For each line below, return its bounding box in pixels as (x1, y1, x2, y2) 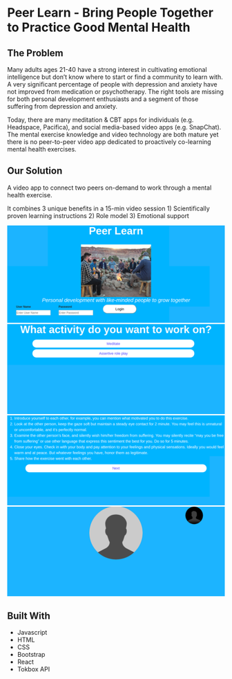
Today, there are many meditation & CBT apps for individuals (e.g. (7, 116, 194, 124)
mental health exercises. (7, 145, 77, 153)
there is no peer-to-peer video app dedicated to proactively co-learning (7, 138, 212, 146)
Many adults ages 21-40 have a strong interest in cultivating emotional (7, 66, 207, 73)
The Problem (7, 47, 64, 59)
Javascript (17, 628, 48, 637)
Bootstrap (17, 651, 46, 659)
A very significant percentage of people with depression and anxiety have (7, 80, 217, 88)
